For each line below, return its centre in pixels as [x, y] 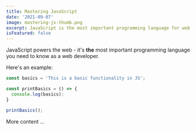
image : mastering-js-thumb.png [44, 22]
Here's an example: [29, 67]
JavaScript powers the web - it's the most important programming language [98, 50]
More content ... [26, 121]
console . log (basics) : [38, 94]
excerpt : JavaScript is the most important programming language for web [98, 28]
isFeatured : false [28, 33]
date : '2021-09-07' [30, 17]
